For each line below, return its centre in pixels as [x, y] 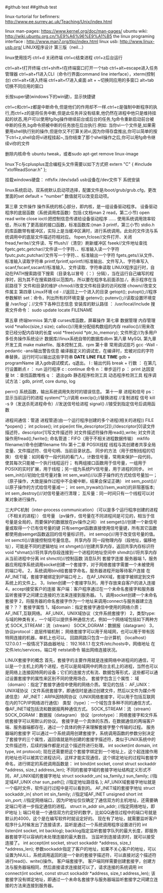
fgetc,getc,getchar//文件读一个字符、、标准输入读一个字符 [62, 249]
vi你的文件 [19, 143]
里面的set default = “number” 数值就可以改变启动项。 [58, 196]
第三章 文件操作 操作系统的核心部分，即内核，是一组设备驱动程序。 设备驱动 [81, 206]
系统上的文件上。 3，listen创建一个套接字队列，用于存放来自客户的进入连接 [80, 583]
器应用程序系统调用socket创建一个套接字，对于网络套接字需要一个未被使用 [80, 564]
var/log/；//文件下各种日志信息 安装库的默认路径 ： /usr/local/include [81, 304]
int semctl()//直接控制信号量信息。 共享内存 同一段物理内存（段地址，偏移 [79, 540]
